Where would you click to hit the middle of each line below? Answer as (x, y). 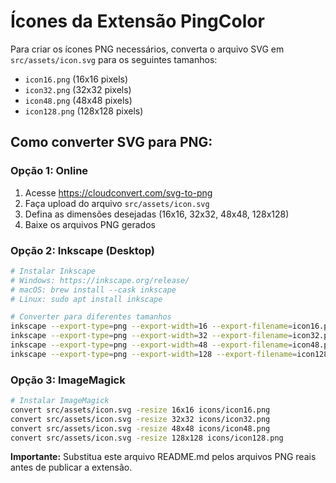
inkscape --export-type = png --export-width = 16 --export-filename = (151, 326)
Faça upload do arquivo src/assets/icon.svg (117, 203)
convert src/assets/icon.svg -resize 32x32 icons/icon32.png (140, 419)
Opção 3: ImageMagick (68, 380)
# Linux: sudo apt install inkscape (86, 299)
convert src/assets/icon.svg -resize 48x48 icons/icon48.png (140, 428)
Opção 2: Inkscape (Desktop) (82, 250)
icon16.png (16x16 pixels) (76, 79)
